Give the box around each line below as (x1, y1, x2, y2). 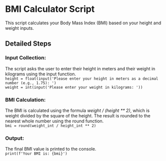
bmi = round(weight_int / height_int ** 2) (5, 123, 97, 128)
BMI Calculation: (5, 96, 46, 103)
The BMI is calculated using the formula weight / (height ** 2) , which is (5, 107, 150, 113)
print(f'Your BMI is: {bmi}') (5, 151, 68, 157)
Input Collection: (5, 54, 46, 61)
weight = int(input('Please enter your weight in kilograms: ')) (5, 85, 143, 90)
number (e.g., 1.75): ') (5, 80, 56, 85)
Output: (5, 135, 24, 142)
